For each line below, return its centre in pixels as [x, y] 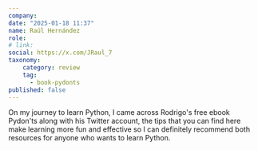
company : [23, 16]
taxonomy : [25, 61]
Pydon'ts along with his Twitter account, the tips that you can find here [125, 121]
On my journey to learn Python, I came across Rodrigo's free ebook [119, 112]
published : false [37, 90]
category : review [52, 68]
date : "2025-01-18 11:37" [51, 23]
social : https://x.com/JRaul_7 [60, 53]
